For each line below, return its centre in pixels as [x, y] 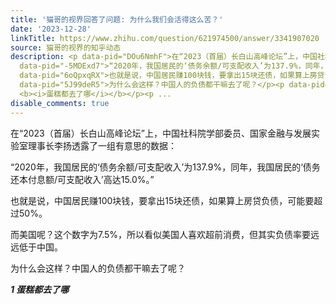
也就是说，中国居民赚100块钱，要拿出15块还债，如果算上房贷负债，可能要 [162, 200]
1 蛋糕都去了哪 [40, 289]
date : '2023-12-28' [51, 29]
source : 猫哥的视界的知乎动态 [66, 47]
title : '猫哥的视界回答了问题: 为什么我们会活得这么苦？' [117, 19]
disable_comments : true [60, 103]
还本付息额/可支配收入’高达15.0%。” [82, 179]
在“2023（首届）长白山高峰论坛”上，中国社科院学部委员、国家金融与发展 [161, 133]
